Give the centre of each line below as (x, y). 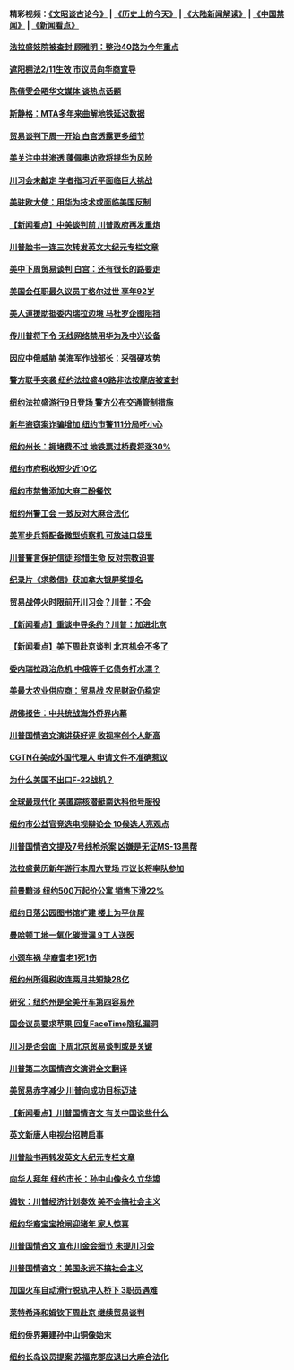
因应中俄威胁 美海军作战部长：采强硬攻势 (85, 358)
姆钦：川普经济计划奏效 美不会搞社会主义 (85, 1201)
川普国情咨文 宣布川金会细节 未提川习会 (82, 1246)
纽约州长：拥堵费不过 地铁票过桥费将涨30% (91, 446)
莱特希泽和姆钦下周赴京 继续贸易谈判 (77, 1313)
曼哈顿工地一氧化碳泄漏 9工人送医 (72, 935)
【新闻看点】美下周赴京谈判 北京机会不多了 (89, 647)
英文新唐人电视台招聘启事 (56, 1135)
